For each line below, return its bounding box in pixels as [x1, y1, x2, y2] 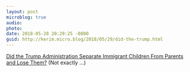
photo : [6, 25, 23, 32]
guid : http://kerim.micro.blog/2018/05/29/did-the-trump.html [6, 36, 163, 42]
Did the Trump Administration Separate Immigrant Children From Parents [6, 53, 184, 60]
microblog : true [6, 14, 46, 20]
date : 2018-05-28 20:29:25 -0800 [6, 31, 89, 37]
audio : [6, 20, 23, 26]
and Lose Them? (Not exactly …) [6, 59, 86, 66]
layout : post [6, 8, 39, 15]
